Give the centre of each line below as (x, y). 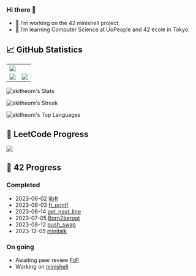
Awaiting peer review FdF (47, 260)
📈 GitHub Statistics (44, 49)
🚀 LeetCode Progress (47, 134)
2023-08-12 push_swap (46, 224)
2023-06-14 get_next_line (48, 211)
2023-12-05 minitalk (41, 231)
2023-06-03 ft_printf (42, 205)
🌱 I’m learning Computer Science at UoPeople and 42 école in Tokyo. (102, 29)
